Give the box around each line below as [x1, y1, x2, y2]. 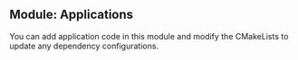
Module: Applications [9, 7, 134, 22]
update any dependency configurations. [9, 40, 159, 51]
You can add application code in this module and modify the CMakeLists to [9, 30, 289, 41]
